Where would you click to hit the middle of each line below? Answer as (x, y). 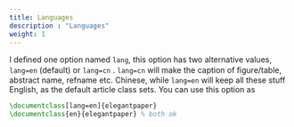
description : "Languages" (59, 26)
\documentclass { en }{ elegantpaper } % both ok (93, 115)
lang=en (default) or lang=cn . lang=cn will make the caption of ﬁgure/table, (146, 70)
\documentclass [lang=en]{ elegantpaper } (83, 106)
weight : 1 (28, 34)
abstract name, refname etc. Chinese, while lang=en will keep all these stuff (147, 80)
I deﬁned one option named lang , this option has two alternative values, (140, 60)
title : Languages (41, 17)
